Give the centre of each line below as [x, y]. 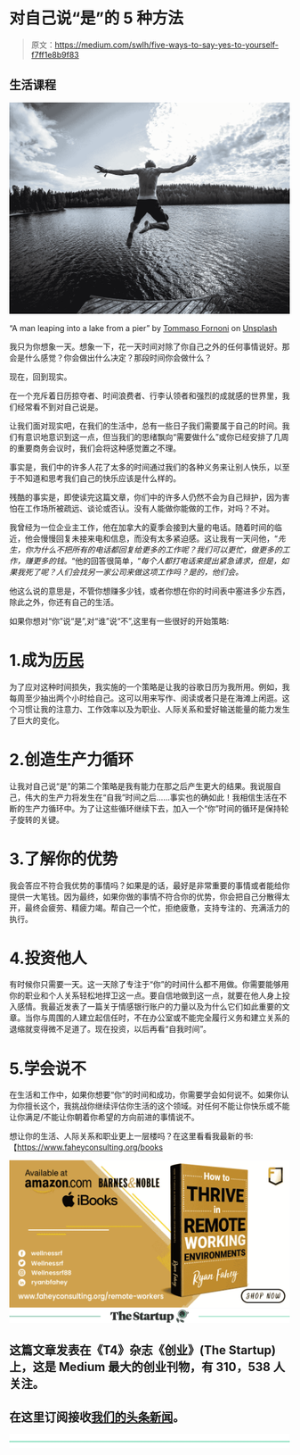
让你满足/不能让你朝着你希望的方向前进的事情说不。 [105, 1118]
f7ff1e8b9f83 [55, 54]
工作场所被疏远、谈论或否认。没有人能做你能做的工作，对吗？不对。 [149, 508]
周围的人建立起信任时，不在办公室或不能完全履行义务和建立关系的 [169, 1018]
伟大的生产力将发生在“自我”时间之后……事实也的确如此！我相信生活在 [152, 797]
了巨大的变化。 [36, 720]
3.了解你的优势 [64, 859]
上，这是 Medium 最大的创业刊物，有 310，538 [140, 1367]
